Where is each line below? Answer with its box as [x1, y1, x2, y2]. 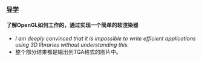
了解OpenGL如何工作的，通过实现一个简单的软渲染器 [6, 21, 139, 28]
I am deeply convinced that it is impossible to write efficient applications [15, 35, 197, 42]
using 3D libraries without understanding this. [15, 41, 129, 48]
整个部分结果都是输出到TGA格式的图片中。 [15, 48, 122, 56]
